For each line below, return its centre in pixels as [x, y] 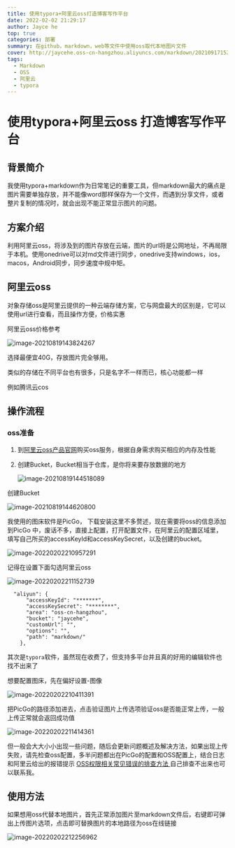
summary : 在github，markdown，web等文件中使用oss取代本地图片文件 [97, 46]
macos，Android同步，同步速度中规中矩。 [68, 263]
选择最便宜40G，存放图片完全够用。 [59, 357]
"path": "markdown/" [56, 637]
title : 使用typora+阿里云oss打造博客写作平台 [68, 14]
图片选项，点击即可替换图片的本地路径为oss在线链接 [101, 824]
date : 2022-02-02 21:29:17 [47, 20]
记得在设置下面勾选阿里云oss [49, 567]
